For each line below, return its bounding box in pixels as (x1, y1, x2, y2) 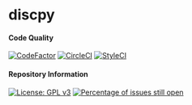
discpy (8, 6, 55, 24)
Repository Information (8, 69, 89, 78)
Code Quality (8, 32, 54, 42)
